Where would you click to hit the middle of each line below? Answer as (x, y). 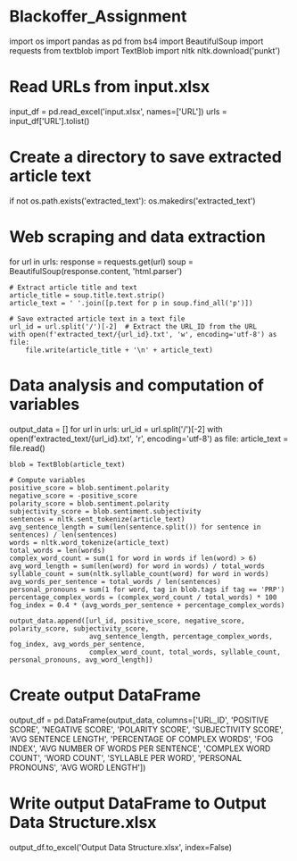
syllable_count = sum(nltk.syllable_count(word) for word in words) (139, 573)
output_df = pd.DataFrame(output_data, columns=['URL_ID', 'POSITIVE (139, 720)
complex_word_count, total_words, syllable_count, (185, 652)
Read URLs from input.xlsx (110, 87)
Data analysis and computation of (137, 385)
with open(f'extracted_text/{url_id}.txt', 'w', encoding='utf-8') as (143, 334)
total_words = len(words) (57, 550)
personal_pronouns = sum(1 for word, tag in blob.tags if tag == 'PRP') (147, 589)
